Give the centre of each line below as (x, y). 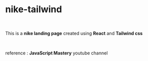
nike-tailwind (34, 9)
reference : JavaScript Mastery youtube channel (57, 53)
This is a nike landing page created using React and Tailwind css (74, 33)
